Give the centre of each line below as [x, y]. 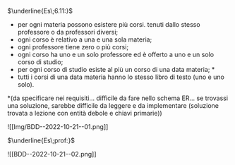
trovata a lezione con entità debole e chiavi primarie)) [85, 113]
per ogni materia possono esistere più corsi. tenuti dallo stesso [109, 24]
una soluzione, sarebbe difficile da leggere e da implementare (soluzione [113, 105]
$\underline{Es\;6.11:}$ [40, 11]
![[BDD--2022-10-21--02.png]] [52, 154]
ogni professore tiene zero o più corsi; [73, 47]
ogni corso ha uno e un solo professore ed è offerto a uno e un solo [115, 54]
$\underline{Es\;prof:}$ [41, 140]
